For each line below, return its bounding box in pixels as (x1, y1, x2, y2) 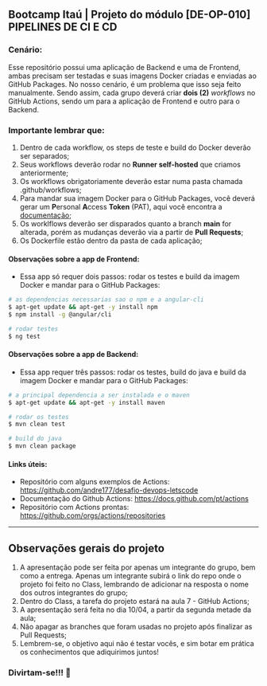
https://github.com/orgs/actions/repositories (19, 511, 166, 520)
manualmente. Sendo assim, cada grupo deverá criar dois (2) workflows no (8, 88, 256, 97)
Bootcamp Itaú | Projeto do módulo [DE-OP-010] (8, 8, 251, 22)
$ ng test (8, 332, 41, 340)
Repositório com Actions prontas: (19, 503, 130, 512)
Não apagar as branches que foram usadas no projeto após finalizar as (19, 622, 253, 632)
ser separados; (19, 151, 70, 160)
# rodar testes (8, 324, 59, 333)
